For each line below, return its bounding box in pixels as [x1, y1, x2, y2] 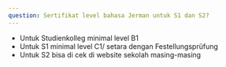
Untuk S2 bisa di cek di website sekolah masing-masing [19, 50, 202, 59]
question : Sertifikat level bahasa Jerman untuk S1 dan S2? [8, 11, 210, 20]
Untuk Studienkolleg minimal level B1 [19, 33, 139, 43]
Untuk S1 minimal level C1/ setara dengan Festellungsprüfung [19, 41, 219, 51]
